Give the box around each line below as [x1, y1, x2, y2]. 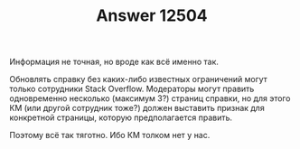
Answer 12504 [96, 5, 208, 26]
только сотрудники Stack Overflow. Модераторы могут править [9, 83, 255, 95]
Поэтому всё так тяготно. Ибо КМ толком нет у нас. [9, 130, 211, 141]
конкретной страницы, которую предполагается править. [9, 112, 233, 123]
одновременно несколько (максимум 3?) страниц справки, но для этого [9, 93, 291, 104]
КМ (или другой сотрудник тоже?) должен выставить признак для [9, 103, 265, 114]
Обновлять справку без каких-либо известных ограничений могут [9, 74, 268, 85]
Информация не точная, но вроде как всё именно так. [9, 56, 220, 68]
